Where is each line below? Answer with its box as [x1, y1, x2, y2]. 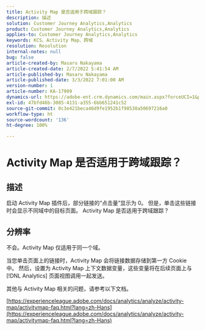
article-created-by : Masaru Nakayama [6, 60, 103, 66]
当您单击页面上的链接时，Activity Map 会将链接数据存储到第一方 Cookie [6, 257, 187, 264]
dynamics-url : [6, 94, 43, 100]
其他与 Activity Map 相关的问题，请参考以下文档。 [6, 285, 132, 292]
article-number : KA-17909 [6, 88, 72, 95]
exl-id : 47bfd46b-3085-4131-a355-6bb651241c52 [6, 99, 127, 106]
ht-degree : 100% [6, 123, 48, 129]
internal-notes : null [6, 49, 62, 55]
